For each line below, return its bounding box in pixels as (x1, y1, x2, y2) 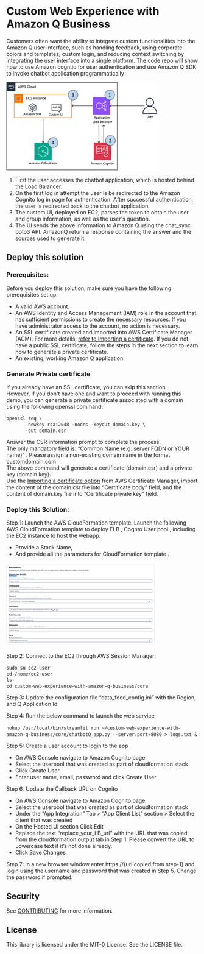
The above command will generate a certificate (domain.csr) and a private (6, 464, 192, 472)
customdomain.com (6, 458, 57, 465)
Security (6, 891, 40, 901)
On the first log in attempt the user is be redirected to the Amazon (15, 189, 181, 196)
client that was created (15, 816, 73, 824)
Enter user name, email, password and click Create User (15, 773, 157, 780)
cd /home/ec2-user (6, 671, 53, 677)
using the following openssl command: (6, 403, 104, 410)
